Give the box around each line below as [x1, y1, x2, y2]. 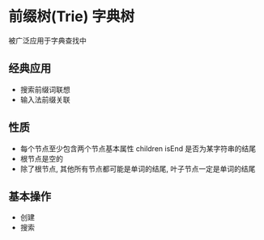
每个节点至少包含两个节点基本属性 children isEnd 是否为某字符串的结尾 [19, 143, 257, 154]
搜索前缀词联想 [19, 84, 70, 94]
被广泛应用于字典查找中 [8, 36, 87, 45]
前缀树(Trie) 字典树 [8, 7, 135, 26]
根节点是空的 [19, 154, 63, 163]
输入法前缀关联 [19, 95, 70, 104]
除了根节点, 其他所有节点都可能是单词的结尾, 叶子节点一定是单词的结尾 [19, 163, 256, 174]
